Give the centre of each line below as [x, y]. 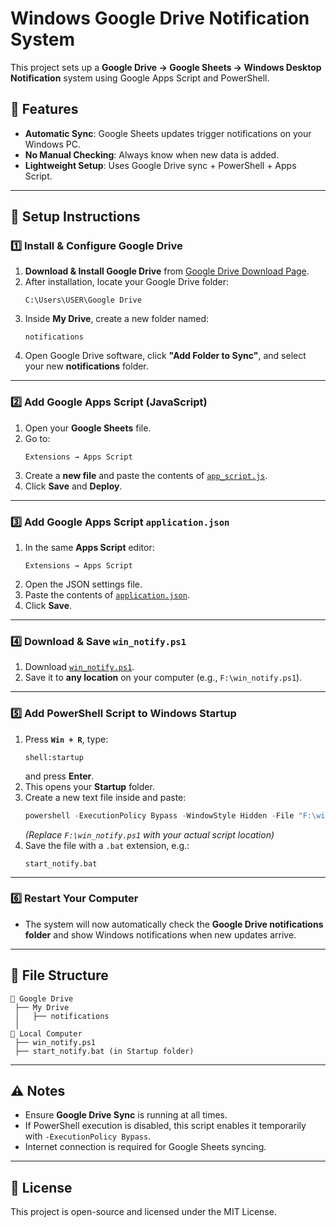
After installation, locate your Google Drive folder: [127, 282]
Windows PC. [52, 144]
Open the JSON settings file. [83, 584]
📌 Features [44, 109]
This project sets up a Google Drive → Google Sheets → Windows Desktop [166, 67]
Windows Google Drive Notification [160, 18]
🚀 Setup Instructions [75, 217]
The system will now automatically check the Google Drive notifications [174, 924]
